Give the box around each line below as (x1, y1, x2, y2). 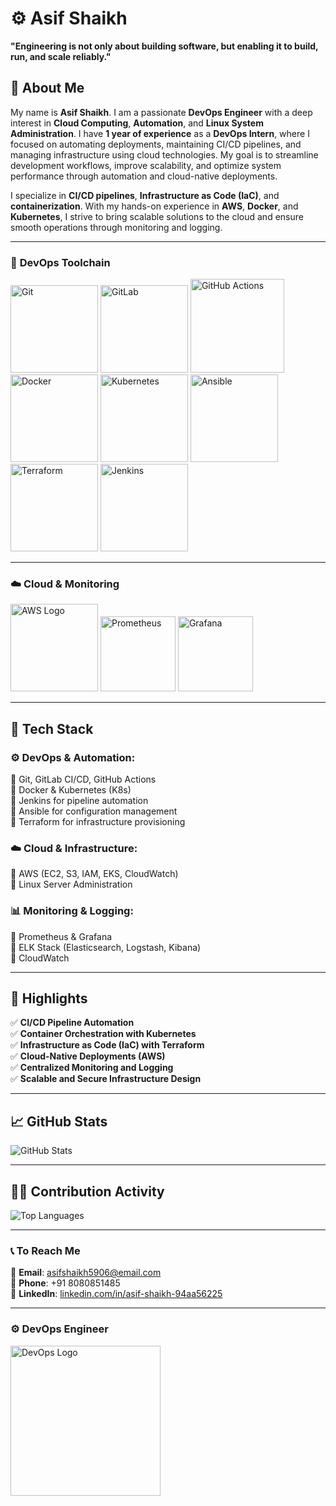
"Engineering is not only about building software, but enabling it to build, (10, 40, 319, 52)
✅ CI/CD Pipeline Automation (10, 1017, 135, 1029)
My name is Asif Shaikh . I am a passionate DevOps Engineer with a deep (10, 106, 313, 118)
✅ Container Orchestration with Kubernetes (10, 1028, 197, 1040)
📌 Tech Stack (10, 720, 94, 737)
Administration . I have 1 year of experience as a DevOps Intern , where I (10, 127, 310, 139)
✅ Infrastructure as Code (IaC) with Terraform (10, 1039, 205, 1051)
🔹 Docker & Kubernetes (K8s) (10, 784, 132, 796)
